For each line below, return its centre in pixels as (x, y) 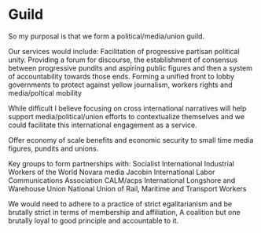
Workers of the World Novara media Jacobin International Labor (112, 172)
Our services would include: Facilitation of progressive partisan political (124, 51)
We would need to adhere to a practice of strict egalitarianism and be (120, 204)
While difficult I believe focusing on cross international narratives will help (127, 108)
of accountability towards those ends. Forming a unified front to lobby (121, 76)
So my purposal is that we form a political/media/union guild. (107, 36)
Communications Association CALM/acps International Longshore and (122, 180)
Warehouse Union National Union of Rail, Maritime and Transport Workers (127, 188)
